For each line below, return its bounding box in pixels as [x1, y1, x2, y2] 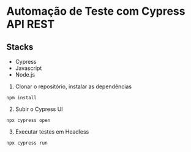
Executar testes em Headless [15, 128, 89, 135]
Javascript [15, 64, 42, 72]
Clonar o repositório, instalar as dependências [15, 83, 132, 90]
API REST [6, 17, 55, 31]
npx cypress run [6, 140, 48, 146]
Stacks [6, 42, 34, 52]
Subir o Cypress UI [15, 105, 63, 113]
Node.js [15, 71, 36, 78]
